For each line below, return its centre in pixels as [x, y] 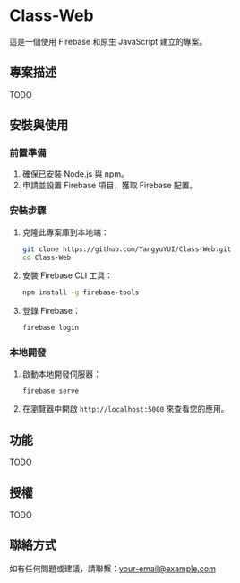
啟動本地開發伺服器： [61, 374]
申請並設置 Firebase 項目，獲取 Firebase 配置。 [110, 186]
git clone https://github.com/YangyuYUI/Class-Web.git [127, 249]
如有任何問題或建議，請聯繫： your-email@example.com [113, 568]
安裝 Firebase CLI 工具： [68, 275]
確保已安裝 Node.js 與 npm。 [76, 174]
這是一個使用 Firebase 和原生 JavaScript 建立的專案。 [108, 41]
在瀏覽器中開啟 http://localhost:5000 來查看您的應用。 [126, 409]
